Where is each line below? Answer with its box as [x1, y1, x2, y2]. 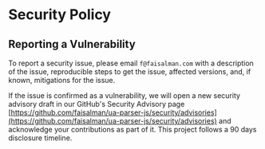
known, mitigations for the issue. [8, 76, 116, 84]
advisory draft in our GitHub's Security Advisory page [8, 100, 185, 108]
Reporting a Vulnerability [8, 37, 136, 51]
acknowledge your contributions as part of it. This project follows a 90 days [8, 125, 257, 134]
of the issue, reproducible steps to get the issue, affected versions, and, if [8, 67, 251, 76]
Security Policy [8, 6, 112, 24]
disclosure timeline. [8, 133, 73, 143]
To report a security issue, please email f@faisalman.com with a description [8, 58, 254, 68]
